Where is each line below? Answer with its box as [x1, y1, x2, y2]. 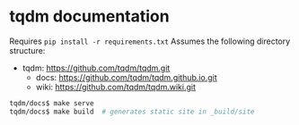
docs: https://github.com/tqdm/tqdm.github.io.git [35, 71, 217, 82]
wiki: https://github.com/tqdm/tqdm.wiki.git [35, 81, 196, 92]
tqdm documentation [9, 6, 170, 27]
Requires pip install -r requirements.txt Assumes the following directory [9, 36, 291, 46]
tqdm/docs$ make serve [9, 98, 94, 108]
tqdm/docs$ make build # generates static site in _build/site [9, 107, 255, 116]
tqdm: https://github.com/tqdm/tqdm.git [22, 62, 171, 73]
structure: [9, 45, 46, 55]
